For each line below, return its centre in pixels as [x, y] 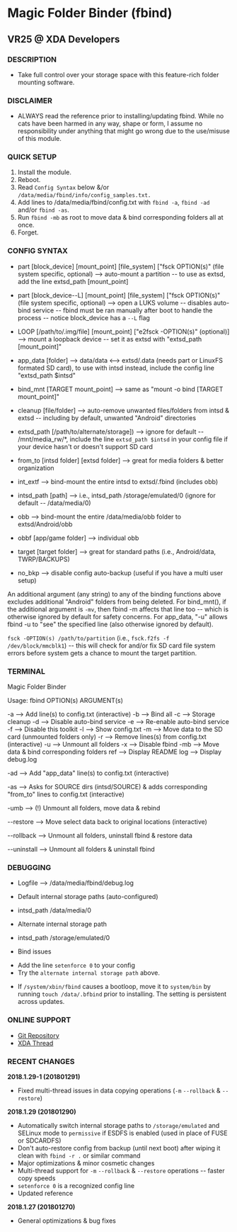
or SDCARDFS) [39, 1140]
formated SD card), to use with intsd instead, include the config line [116, 368]
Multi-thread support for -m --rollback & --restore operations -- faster [121, 1170]
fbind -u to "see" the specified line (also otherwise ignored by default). [110, 624]
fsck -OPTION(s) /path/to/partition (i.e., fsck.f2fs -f [88, 638]
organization [36, 468]
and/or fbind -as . [43, 210]
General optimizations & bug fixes [67, 1221]
